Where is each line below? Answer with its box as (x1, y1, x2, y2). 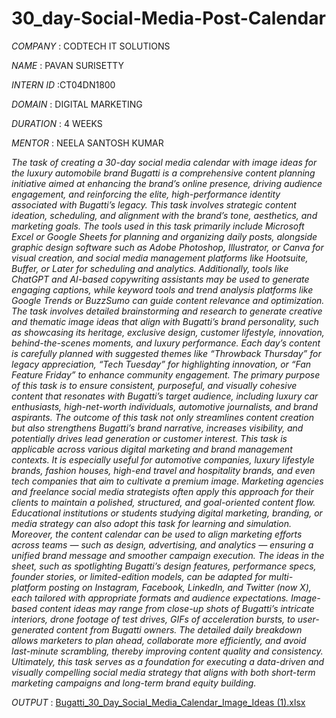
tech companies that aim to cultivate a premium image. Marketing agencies (11, 475, 324, 487)
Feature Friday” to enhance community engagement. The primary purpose (11, 368, 321, 381)
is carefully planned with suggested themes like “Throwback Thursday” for (11, 347, 322, 359)
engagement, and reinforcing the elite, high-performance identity (11, 188, 281, 200)
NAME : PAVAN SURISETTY (11, 59, 125, 71)
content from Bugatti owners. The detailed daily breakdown (55, 623, 303, 636)
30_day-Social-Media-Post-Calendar (11, 7, 326, 30)
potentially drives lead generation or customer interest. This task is (11, 432, 288, 444)
